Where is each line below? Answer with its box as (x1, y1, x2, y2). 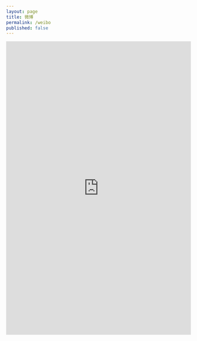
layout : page (6, 8, 38, 15)
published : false (6, 25, 49, 31)
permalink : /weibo (6, 19, 51, 25)
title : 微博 (6, 14, 33, 20)
